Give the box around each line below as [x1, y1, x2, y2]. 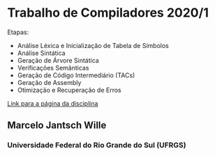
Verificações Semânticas [17, 63, 89, 72]
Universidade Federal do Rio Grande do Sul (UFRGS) [7, 141, 186, 150]
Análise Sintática [17, 49, 66, 57]
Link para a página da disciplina [7, 99, 98, 107]
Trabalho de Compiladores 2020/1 [7, 5, 209, 21]
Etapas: [7, 28, 29, 36]
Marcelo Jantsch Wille [7, 120, 107, 132]
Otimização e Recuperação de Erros [17, 86, 121, 94]
